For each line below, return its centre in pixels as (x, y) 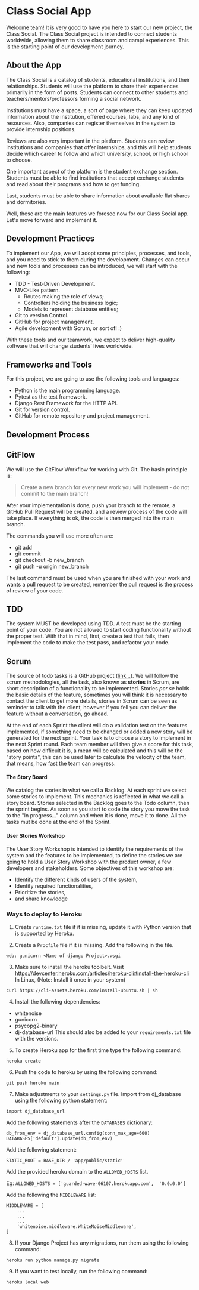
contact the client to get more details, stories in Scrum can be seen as (92, 701)
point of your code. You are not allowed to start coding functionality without (99, 630)
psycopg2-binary (36, 1026)
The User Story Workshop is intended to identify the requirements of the (95, 849)
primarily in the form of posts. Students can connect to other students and (97, 92)
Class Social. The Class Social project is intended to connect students (91, 33)
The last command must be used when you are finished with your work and (99, 578)
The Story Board (27, 777)
